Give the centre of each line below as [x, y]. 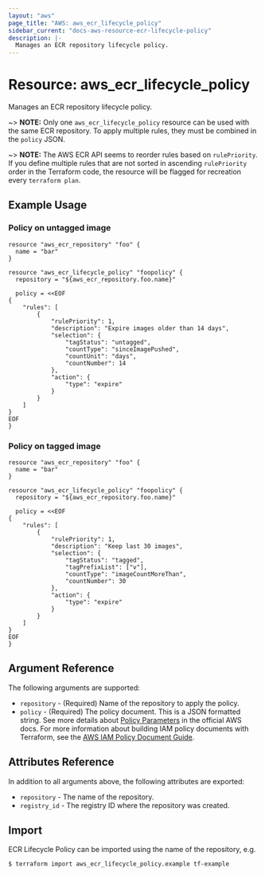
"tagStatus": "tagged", [105, 560]
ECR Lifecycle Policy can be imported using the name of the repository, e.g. [132, 850]
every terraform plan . [45, 180]
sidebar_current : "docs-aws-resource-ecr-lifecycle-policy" [110, 30]
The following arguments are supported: [74, 688]
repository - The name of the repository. [87, 797]
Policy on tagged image [55, 446]
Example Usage [48, 205]
